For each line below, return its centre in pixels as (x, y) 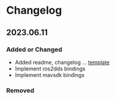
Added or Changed (34, 49)
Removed (20, 90)
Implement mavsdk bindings (50, 75)
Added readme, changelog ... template (62, 62)
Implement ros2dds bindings (50, 69)
